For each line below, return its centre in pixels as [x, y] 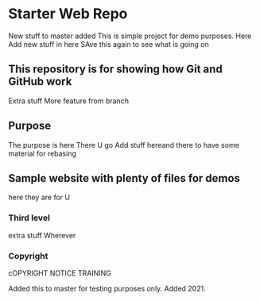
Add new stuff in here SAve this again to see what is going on [109, 44]
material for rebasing [43, 153]
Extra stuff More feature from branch [69, 101]
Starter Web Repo [68, 14]
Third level [29, 218]
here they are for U [39, 197]
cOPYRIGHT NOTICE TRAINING [60, 273]
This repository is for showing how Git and [115, 69]
